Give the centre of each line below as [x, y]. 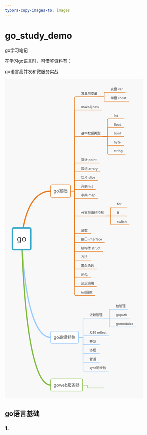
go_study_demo [38, 36]
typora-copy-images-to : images [37, 10]
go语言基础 [22, 413]
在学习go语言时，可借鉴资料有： [38, 61]
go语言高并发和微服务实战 [32, 71]
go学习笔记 [17, 50]
